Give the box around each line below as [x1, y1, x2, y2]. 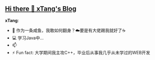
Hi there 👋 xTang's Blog [5, 5, 76, 13]
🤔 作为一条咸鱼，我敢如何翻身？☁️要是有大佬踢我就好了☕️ [12, 27, 126, 33]
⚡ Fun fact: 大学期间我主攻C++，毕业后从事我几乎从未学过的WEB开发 [12, 49, 151, 55]
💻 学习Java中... [12, 35, 44, 41]
